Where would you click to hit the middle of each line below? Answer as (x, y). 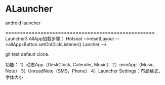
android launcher (23, 23)
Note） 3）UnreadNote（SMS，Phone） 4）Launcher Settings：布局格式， (84, 71)
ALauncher (29, 9)
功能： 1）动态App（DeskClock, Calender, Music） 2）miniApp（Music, (80, 64)
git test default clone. (27, 54)
